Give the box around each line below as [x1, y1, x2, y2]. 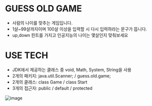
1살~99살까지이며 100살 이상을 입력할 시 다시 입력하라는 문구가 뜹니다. [12, 26, 147, 32]
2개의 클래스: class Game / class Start [12, 79, 87, 85]
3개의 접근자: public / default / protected [12, 85, 93, 91]
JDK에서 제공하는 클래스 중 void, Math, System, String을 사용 [12, 67, 131, 72]
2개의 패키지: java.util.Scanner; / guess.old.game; [12, 72, 111, 79]
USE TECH [5, 50, 48, 61]
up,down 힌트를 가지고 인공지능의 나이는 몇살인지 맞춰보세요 [12, 32, 128, 38]
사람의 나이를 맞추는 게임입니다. [12, 20, 73, 26]
